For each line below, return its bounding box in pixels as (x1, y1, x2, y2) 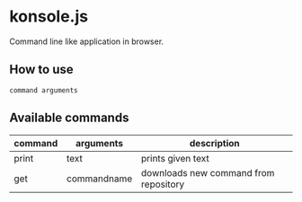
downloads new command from (140, 166, 275, 179)
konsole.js (9, 6, 88, 27)
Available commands (9, 110, 129, 126)
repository (140, 178, 185, 190)
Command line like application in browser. (9, 36, 164, 47)
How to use (9, 62, 74, 77)
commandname (66, 172, 133, 185)
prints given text (140, 152, 209, 164)
